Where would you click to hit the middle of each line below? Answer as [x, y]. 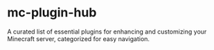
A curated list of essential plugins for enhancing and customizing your [107, 32]
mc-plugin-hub [52, 13]
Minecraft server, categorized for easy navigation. [79, 38]
